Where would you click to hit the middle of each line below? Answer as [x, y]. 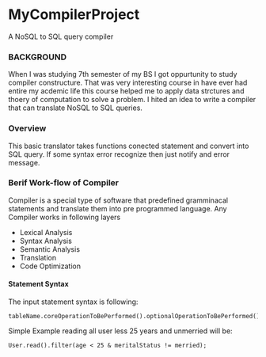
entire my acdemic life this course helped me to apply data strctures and [126, 91]
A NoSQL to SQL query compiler [61, 36]
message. [24, 162]
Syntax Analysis [46, 241]
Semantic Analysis [50, 249]
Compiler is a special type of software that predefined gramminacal [118, 200]
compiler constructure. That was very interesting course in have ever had [128, 83]
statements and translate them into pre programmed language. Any [118, 208]
